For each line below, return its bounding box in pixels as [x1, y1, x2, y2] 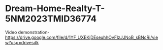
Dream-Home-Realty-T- [5, 3, 105, 14]
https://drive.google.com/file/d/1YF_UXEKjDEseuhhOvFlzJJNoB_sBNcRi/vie [5, 34, 159, 40]
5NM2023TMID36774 [5, 13, 97, 24]
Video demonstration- [5, 29, 50, 35]
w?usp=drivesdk [5, 39, 39, 45]
